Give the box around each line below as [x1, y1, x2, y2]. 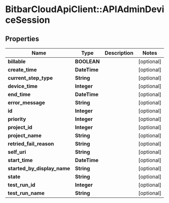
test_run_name [8, 190, 45, 196]
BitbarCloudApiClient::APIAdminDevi [5, 4, 164, 15]
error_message [8, 99, 45, 106]
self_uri [8, 148, 26, 155]
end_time [8, 91, 31, 98]
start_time [8, 157, 33, 164]
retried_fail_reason [8, 140, 54, 147]
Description [104, 50, 134, 56]
